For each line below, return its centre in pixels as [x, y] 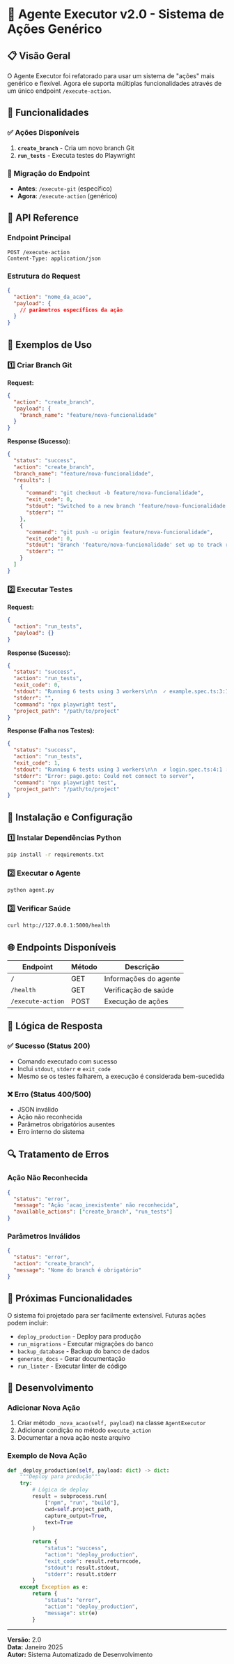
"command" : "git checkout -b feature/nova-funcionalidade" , [115, 493]
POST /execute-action [39, 252]
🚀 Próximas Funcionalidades [70, 1298]
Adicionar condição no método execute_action [84, 1430]
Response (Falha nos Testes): [51, 731]
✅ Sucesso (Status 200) [49, 1046]
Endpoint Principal [39, 238]
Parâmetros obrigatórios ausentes [66, 1124]
